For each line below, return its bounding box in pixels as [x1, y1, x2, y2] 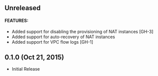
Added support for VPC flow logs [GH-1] [11, 39, 94, 45]
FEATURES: [4, 17, 29, 24]
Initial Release [11, 66, 40, 72]
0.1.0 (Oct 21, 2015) [4, 53, 64, 61]
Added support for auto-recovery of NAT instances [11, 34, 115, 40]
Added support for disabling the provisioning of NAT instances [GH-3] [11, 28, 154, 34]
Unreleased [4, 4, 41, 12]
